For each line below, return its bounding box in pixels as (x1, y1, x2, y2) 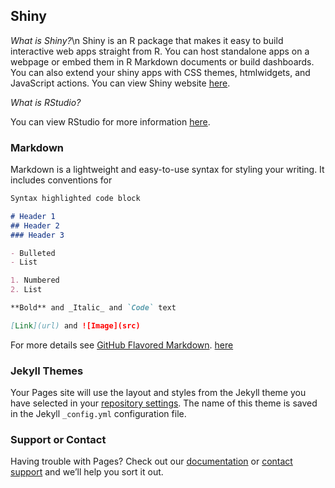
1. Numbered (10, 275, 60, 286)
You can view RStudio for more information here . (10, 115, 211, 128)
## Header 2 (10, 220, 60, 231)
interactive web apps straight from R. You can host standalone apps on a (10, 45, 310, 57)
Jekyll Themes (10, 364, 84, 378)
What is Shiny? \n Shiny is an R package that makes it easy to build (10, 34, 284, 46)
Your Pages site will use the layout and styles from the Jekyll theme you (10, 387, 307, 399)
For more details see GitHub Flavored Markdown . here (10, 339, 234, 351)
